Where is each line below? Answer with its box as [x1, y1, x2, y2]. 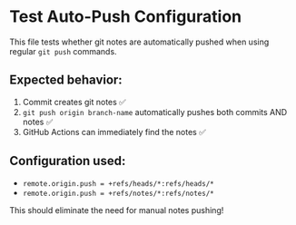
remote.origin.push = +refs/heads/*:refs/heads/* [22, 179, 215, 188]
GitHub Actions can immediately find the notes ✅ [22, 126, 206, 137]
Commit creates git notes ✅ [22, 96, 126, 107]
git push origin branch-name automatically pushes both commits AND [22, 106, 288, 117]
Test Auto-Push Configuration [9, 6, 242, 27]
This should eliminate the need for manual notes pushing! [9, 204, 224, 215]
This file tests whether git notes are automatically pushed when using [9, 36, 270, 47]
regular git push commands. [9, 45, 117, 56]
